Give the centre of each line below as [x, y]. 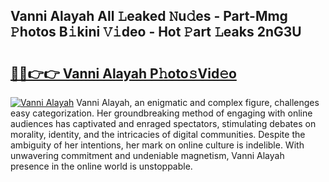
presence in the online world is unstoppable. [101, 166]
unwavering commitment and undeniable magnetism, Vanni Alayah [147, 155]
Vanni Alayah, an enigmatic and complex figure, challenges [198, 102]
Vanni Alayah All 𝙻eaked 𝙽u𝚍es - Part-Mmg [149, 16]
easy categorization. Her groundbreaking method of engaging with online [161, 113]
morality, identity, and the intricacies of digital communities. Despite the [158, 134]
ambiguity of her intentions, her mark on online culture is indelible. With [157, 145]
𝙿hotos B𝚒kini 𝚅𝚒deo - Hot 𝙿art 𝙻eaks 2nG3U [156, 32]
